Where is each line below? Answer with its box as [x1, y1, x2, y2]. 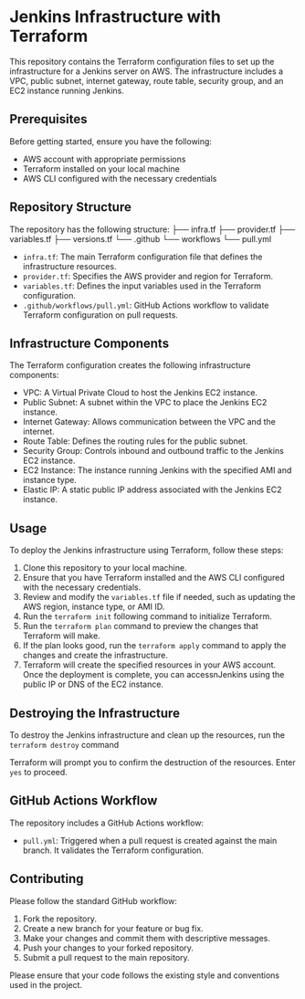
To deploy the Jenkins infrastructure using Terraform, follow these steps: [9, 545, 284, 556]
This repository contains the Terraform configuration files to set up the [9, 56, 275, 67]
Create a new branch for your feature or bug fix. [22, 922, 204, 933]
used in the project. [9, 979, 83, 990]
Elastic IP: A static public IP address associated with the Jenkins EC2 [22, 484, 282, 495]
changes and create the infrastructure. [22, 650, 169, 661]
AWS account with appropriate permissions [22, 153, 186, 164]
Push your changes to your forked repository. [22, 942, 195, 953]
